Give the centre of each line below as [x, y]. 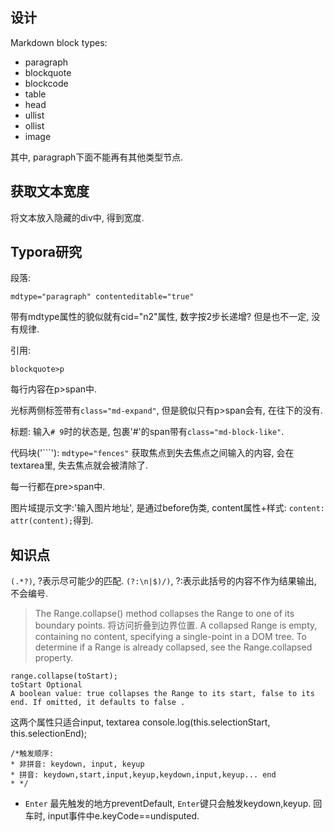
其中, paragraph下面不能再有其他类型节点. [97, 157]
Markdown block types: [59, 42]
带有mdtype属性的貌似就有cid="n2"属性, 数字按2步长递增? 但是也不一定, [160, 317]
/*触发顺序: [32, 754]
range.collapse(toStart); [64, 676]
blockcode [46, 83]
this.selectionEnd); [49, 734]
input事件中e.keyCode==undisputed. [123, 816]
